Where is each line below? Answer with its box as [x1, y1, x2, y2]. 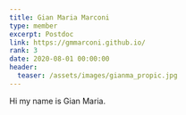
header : [9, 63, 38, 72]
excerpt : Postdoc [9, 29, 74, 38]
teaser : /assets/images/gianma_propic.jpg [17, 71, 178, 80]
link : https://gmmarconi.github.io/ [9, 37, 146, 47]
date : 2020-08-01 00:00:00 [9, 54, 110, 63]
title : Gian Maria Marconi [9, 12, 110, 22]
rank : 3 [9, 46, 38, 55]
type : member [9, 21, 58, 30]
